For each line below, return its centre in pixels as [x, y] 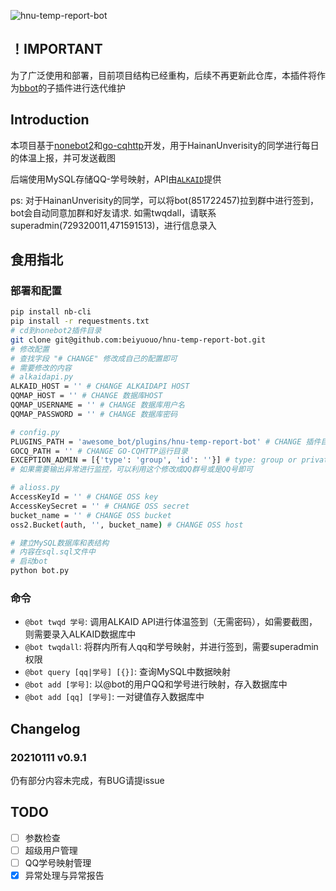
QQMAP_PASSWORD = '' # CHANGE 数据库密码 [94, 414]
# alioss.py [35, 488]
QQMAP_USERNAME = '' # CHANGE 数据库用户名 [97, 405]
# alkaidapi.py [42, 377]
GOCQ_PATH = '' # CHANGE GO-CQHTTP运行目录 [99, 451]
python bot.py [40, 571]
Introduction [50, 120]
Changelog [45, 728]
